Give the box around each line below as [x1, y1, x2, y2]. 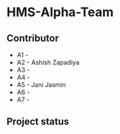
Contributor [6, 32, 59, 44]
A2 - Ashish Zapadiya [16, 58, 80, 67]
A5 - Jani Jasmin [16, 81, 66, 88]
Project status [6, 116, 69, 128]
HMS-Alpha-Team [6, 4, 114, 20]
